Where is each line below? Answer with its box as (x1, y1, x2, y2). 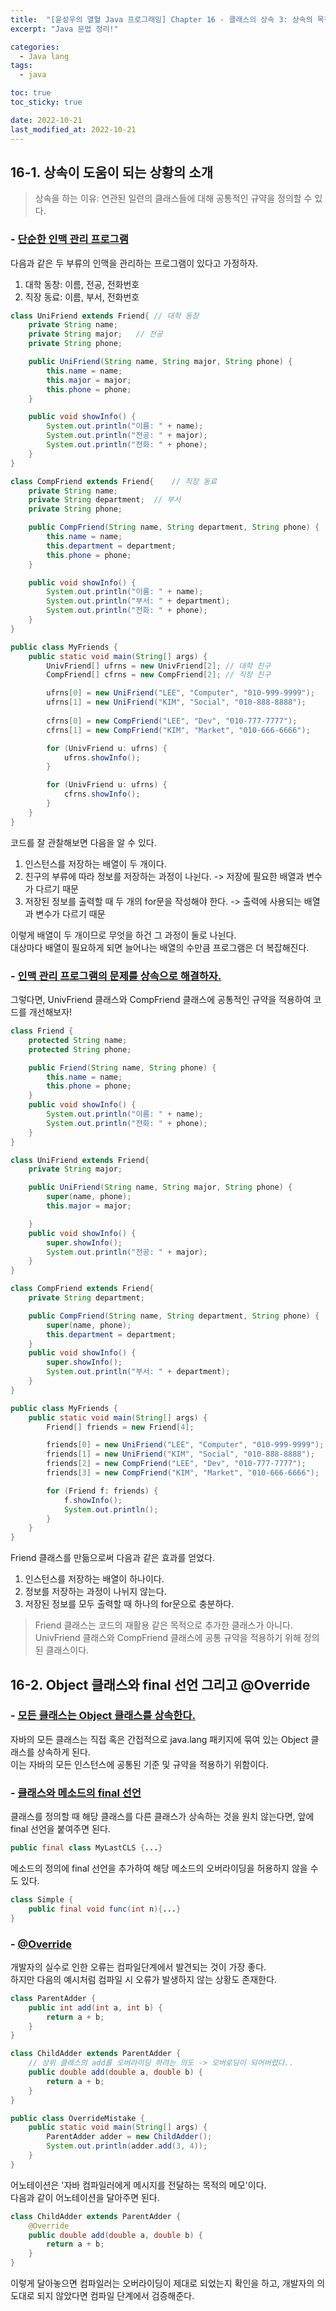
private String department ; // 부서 (28, 495, 182, 505)
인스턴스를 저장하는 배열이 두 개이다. (24, 857, 167, 870)
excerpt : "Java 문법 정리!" (10, 24, 119, 34)
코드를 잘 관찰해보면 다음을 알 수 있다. (10, 836, 157, 848)
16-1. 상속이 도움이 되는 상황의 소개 (10, 164, 213, 181)
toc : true (10, 88, 52, 98)
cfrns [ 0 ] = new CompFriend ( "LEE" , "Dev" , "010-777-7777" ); (46, 716, 298, 726)
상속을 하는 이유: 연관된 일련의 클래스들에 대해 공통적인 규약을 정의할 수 (34, 192, 313, 205)
